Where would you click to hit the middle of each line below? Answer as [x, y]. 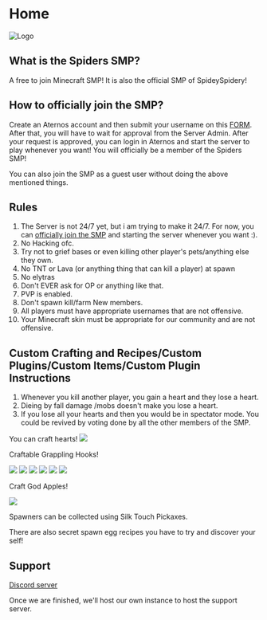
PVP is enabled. [47, 294]
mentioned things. [39, 182]
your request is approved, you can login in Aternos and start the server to [130, 141]
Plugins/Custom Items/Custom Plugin [105, 365]
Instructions [40, 378]
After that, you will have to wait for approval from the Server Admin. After [129, 133]
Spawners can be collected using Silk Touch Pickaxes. [98, 517]
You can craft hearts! [43, 439]
